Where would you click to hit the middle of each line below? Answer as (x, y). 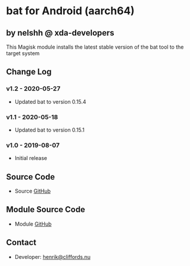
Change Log (29, 72)
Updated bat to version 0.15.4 (50, 101)
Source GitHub (33, 191)
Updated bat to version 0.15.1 (50, 130)
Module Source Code (46, 209)
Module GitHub (33, 224)
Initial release (31, 158)
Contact (21, 243)
